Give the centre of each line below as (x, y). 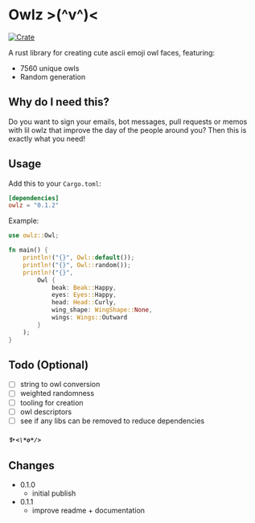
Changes (31, 465)
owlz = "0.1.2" (34, 206)
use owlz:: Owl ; (34, 236)
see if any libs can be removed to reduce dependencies (112, 421)
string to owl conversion (60, 385)
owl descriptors (46, 411)
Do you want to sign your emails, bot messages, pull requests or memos (128, 121)
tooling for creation (51, 402)
